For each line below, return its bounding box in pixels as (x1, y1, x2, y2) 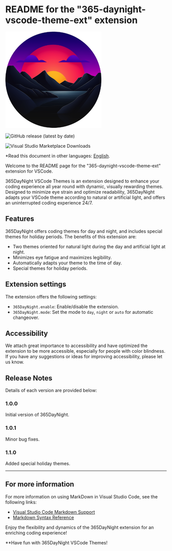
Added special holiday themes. (5, 461, 71, 467)
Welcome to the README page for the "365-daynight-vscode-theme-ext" (5, 163, 161, 169)
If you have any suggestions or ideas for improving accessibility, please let (5, 354, 163, 360)
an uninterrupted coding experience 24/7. (5, 199, 93, 205)
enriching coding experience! (5, 530, 68, 536)
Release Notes (5, 374, 53, 382)
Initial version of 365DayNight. (5, 411, 70, 418)
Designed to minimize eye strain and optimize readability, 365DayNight (5, 189, 155, 195)
